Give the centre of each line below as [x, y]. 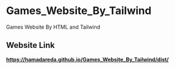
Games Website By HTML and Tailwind [53, 27]
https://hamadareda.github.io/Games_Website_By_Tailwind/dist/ [87, 59]
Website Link [30, 45]
